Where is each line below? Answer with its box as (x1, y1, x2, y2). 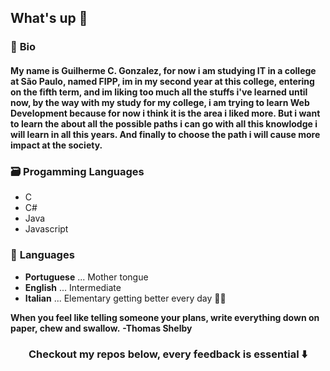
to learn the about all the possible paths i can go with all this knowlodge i (10, 117, 318, 130)
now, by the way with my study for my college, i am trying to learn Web (10, 96, 310, 108)
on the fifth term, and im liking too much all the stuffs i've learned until (10, 86, 308, 98)
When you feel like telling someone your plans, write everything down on (10, 311, 320, 323)
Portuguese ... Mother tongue (24, 271, 149, 283)
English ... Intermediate (24, 281, 122, 293)
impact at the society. (10, 139, 103, 151)
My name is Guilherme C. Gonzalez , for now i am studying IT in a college (10, 64, 317, 76)
